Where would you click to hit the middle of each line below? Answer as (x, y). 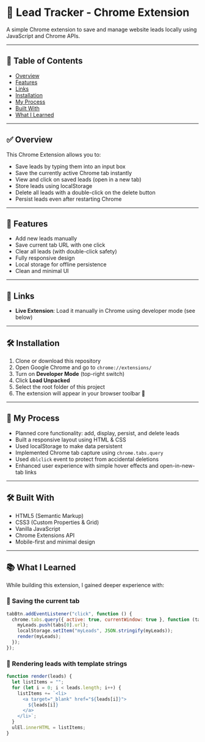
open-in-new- (177, 465)
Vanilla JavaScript (38, 528)
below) (24, 317)
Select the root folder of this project (60, 387)
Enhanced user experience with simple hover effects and (87, 465)
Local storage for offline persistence (61, 264)
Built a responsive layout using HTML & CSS (70, 440)
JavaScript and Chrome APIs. (43, 36)
